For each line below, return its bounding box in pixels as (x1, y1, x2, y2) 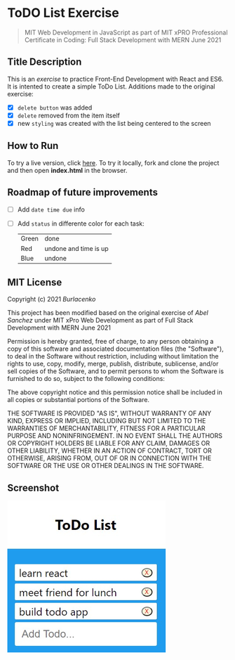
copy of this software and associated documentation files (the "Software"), (7, 344, 224, 353)
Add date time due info (17, 205, 86, 214)
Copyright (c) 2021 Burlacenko (7, 295, 96, 304)
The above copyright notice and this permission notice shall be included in (7, 388, 222, 396)
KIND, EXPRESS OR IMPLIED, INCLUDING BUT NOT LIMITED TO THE (7, 417, 206, 425)
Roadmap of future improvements (7, 186, 158, 198)
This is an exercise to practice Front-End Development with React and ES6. (7, 75, 224, 83)
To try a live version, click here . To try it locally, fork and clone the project (7, 158, 220, 167)
